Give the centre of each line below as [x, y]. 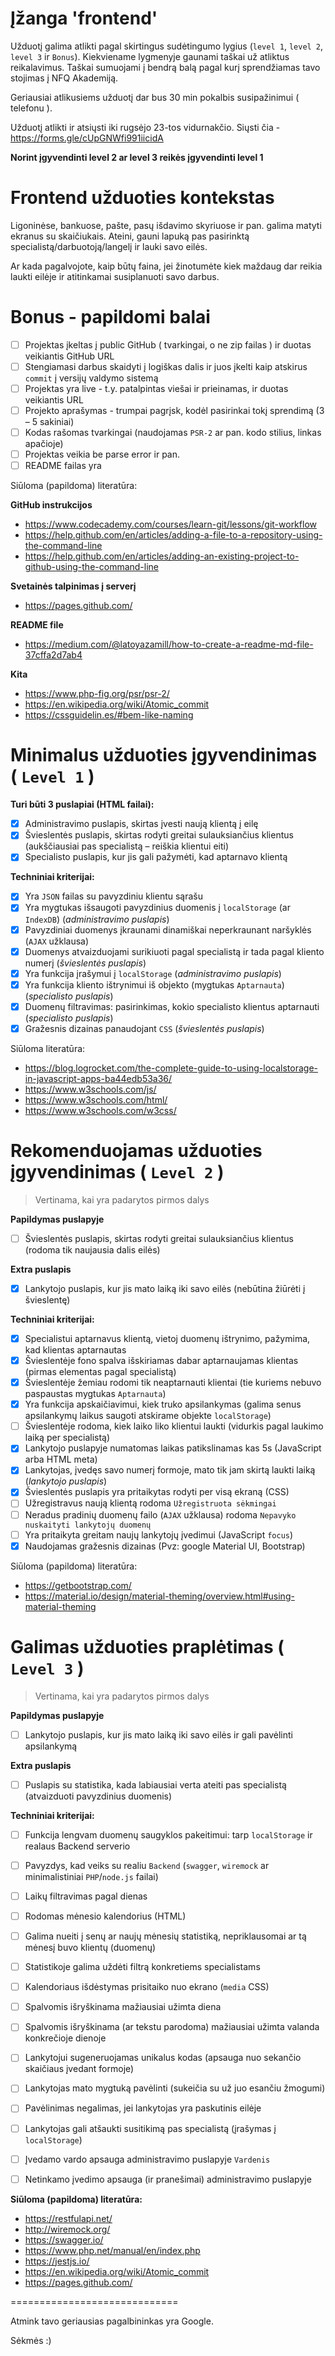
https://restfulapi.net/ [68, 2218]
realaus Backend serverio [77, 1846]
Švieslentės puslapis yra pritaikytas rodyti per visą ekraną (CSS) [157, 1492]
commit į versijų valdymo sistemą [91, 378]
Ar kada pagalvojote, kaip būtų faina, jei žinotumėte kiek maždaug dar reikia [166, 266]
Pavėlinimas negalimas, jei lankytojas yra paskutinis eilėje [143, 2108]
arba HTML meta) [61, 1459]
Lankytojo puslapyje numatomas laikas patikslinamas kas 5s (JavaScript [173, 1448]
